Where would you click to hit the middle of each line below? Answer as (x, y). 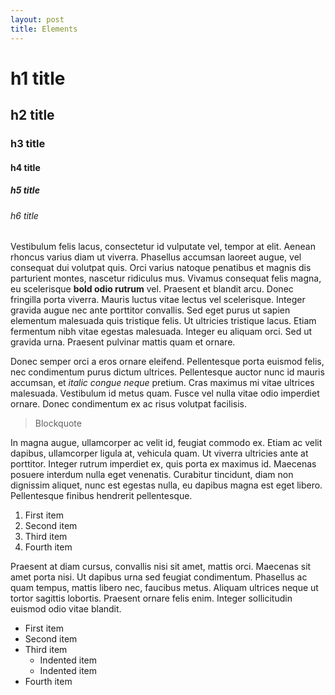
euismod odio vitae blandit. (66, 609)
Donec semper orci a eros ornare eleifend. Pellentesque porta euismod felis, (167, 362)
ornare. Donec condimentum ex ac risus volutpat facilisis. (128, 404)
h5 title (25, 190)
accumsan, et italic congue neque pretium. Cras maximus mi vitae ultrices (162, 383)
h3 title (28, 143)
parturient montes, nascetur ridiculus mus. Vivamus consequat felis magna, (166, 278)
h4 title (25, 167)
